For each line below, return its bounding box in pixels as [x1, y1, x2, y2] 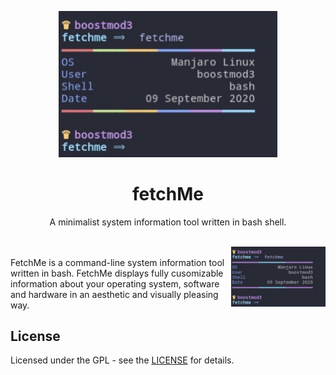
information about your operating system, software [10, 277, 220, 290]
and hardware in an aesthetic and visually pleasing [10, 288, 219, 300]
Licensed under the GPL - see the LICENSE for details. [10, 354, 235, 366]
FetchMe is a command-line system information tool [10, 256, 225, 268]
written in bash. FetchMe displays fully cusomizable [10, 267, 224, 279]
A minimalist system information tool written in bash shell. [49, 216, 287, 228]
